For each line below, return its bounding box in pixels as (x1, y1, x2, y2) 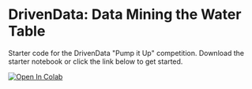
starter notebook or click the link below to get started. (8, 57, 183, 66)
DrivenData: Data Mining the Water (8, 6, 242, 24)
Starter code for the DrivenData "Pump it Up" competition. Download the (8, 48, 245, 57)
